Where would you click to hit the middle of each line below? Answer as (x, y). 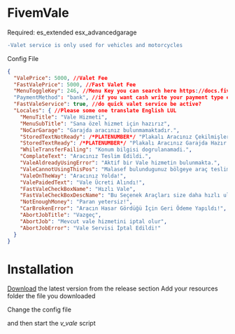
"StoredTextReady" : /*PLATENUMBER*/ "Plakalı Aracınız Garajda (114, 143)
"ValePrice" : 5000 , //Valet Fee (61, 78)
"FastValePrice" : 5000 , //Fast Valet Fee (75, 85)
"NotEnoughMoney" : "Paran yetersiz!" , (76, 202)
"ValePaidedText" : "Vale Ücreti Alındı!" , (83, 182)
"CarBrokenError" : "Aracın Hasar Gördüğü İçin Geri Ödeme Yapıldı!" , (123, 208)
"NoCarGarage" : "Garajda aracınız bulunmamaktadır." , (100, 130)
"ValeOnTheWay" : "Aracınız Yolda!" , (73, 176)
